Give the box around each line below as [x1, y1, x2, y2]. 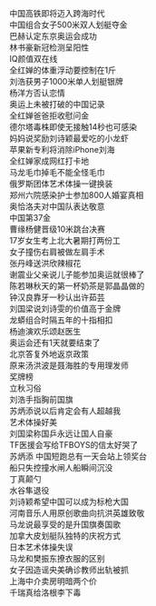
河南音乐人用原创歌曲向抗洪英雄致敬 [9, 508, 145, 518]
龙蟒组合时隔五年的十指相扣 [9, 314, 113, 325]
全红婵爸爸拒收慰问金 [9, 110, 89, 121]
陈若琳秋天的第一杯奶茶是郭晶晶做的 [9, 281, 145, 291]
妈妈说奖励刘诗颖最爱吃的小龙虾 [9, 133, 129, 144]
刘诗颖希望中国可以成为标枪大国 [9, 496, 129, 507]
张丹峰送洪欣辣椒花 [9, 258, 82, 268]
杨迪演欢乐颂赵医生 [9, 326, 82, 336]
